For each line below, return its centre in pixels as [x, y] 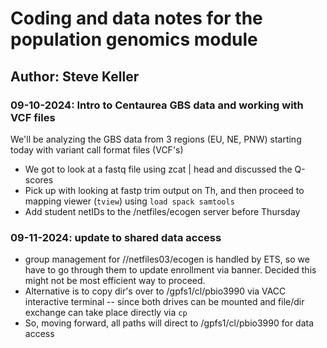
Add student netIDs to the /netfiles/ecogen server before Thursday [162, 211]
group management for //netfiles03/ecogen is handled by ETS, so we [167, 259]
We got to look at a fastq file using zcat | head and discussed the [158, 169]
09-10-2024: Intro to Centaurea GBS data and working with [157, 105]
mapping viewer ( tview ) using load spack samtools [129, 201]
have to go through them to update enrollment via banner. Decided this [170, 270]
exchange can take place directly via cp [106, 313]
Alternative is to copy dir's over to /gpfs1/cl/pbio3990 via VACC [155, 291]
